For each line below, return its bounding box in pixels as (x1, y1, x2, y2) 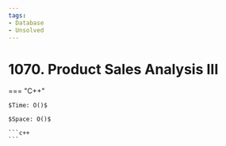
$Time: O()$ (8, 102, 48, 110)
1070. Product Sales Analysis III (8, 60, 219, 78)
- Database (8, 19, 44, 27)
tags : (8, 11, 26, 20)
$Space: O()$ (8, 115, 52, 123)
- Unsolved (8, 26, 44, 34)
